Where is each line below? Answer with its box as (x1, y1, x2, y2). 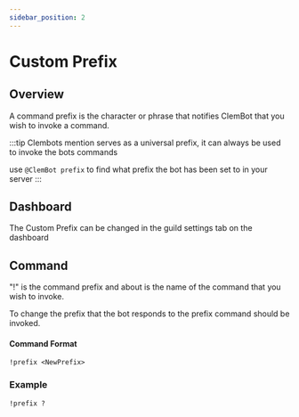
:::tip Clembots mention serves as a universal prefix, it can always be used (9, 137, 281, 148)
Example (9, 379, 48, 391)
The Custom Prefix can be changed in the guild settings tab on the (9, 223, 253, 233)
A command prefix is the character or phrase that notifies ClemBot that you (9, 110, 285, 121)
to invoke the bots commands (9, 146, 118, 157)
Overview (9, 86, 65, 102)
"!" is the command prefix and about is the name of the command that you (9, 282, 282, 292)
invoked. (9, 318, 41, 329)
